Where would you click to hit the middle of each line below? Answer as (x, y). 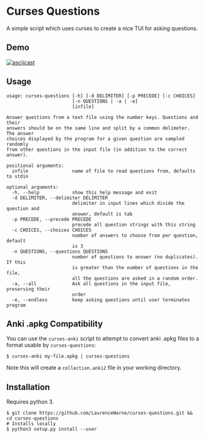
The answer (20, 133)
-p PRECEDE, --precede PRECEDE (52, 219)
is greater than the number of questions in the (135, 267)
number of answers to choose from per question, (135, 235)
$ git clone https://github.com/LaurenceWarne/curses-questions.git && (99, 413)
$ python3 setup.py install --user (52, 429)
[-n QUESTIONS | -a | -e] (105, 101)
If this (16, 262)
